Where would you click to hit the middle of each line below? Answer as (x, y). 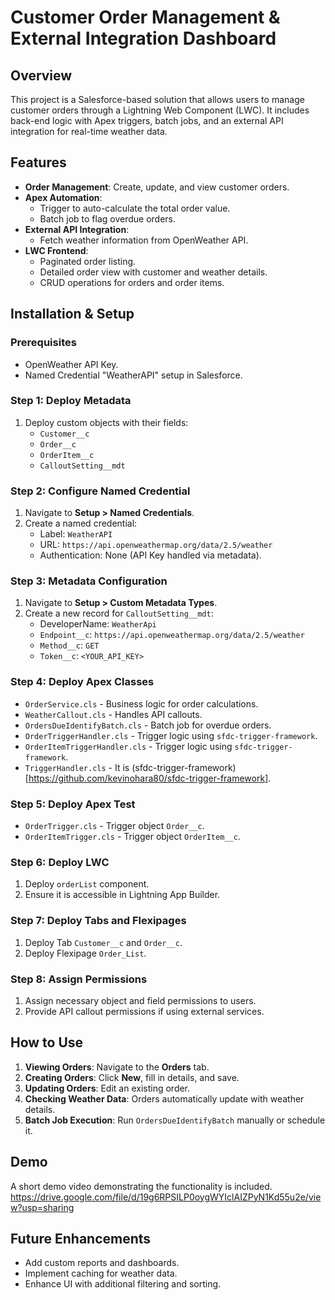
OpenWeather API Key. (71, 364)
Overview (41, 75)
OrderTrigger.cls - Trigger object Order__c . (114, 825)
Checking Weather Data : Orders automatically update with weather (164, 1098)
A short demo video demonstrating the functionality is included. (141, 1186)
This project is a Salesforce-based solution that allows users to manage (157, 99)
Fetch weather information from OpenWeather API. (144, 240)
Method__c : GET (69, 645)
